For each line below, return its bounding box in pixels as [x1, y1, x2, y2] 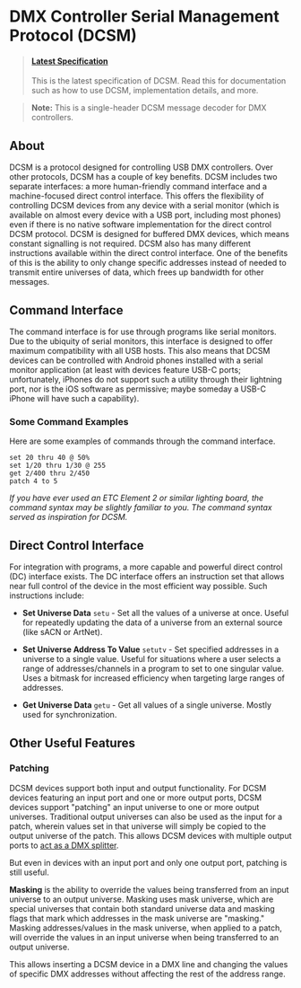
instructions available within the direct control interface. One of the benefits [9, 248, 288, 259]
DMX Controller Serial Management [9, 6, 279, 27]
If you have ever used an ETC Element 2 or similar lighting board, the [9, 492, 264, 504]
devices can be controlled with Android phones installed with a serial [9, 355, 263, 366]
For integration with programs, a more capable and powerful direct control [9, 561, 283, 572]
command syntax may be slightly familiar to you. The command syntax [9, 502, 272, 513]
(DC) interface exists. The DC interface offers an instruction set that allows [9, 571, 285, 582]
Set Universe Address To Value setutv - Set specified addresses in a [21, 644, 279, 655]
